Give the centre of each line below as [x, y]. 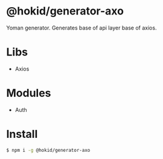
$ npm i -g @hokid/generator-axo [48, 150]
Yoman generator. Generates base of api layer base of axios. [81, 28]
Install [22, 134]
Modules [29, 93]
